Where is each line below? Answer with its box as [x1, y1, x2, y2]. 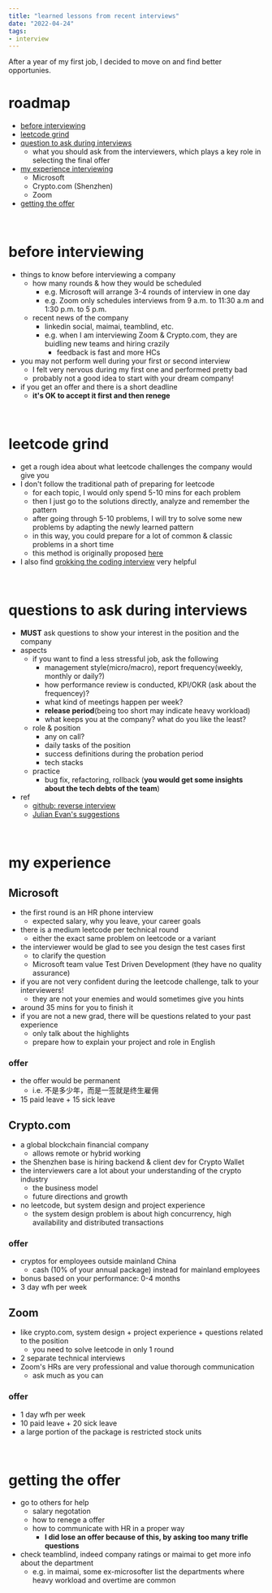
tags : [8, 27, 27, 35]
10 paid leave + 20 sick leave [19, 1418, 118, 1428]
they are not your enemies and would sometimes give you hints [32, 994, 244, 1003]
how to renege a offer [32, 1515, 106, 1525]
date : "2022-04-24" [8, 20, 75, 28]
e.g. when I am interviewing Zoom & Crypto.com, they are [44, 330, 238, 340]
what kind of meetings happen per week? [44, 697, 183, 707]
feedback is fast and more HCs [56, 347, 161, 358]
